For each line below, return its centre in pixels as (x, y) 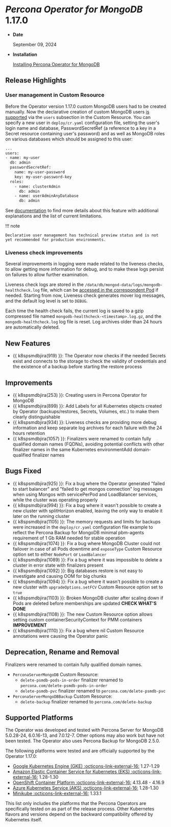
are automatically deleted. (33, 327)
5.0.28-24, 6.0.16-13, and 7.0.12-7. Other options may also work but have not (85, 735)
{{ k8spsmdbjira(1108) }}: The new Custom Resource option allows (82, 614)
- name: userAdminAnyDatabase (47, 196)
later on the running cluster (41, 516)
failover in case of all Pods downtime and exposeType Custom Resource (87, 549)
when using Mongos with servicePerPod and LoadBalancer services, (85, 494)
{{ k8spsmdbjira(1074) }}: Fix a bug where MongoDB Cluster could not (87, 543)
